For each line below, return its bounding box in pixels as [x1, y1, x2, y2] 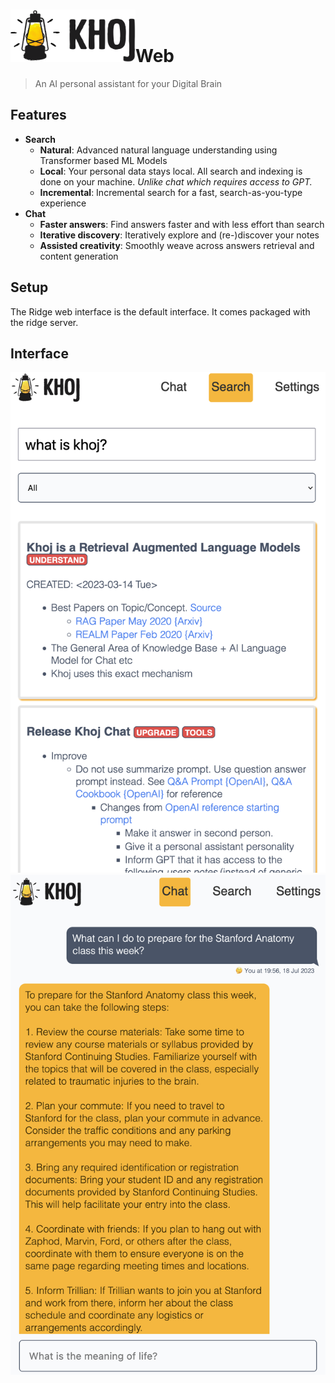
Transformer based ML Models [39, 154, 168, 166]
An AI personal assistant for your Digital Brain [34, 77, 223, 89]
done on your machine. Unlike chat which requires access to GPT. [39, 175, 313, 188]
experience [39, 197, 87, 209]
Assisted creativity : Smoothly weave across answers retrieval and [39, 239, 315, 251]
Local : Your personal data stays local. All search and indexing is [39, 165, 303, 177]
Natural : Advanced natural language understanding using [39, 144, 278, 156]
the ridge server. [10, 316, 79, 328]
